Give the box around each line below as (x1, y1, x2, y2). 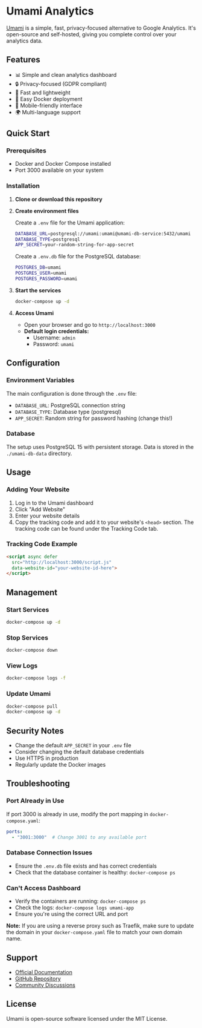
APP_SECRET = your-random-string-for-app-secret (14, 242, 134, 248)
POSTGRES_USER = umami (14, 270, 67, 277)
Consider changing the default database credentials (14, 748, 145, 756)
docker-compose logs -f (6, 675, 66, 681)
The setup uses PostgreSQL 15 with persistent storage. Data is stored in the (6, 443, 194, 450)
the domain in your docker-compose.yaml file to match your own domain (6, 929, 183, 936)
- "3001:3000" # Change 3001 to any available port (11, 834, 147, 840)
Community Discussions (14, 981, 75, 989)
